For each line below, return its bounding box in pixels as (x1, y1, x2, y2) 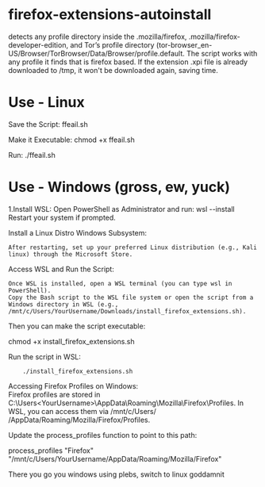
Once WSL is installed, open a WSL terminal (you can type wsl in (8, 279, 232, 287)
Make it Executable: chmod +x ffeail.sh (8, 135, 135, 144)
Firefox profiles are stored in (8, 389, 101, 399)
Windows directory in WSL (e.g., (8, 300, 119, 309)
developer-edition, (8, 40, 69, 49)
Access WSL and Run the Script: (8, 264, 115, 274)
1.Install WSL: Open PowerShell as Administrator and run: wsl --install (8, 204, 236, 213)
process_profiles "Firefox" (8, 446, 94, 455)
